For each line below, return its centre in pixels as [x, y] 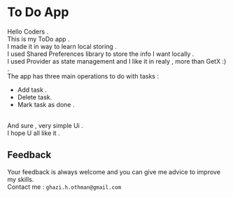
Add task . [32, 90]
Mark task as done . [46, 104]
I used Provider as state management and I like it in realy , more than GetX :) [117, 61]
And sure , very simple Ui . [45, 125]
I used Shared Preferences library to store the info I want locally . [101, 54]
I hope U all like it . [34, 133]
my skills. [21, 179]
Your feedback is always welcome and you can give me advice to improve [114, 171]
